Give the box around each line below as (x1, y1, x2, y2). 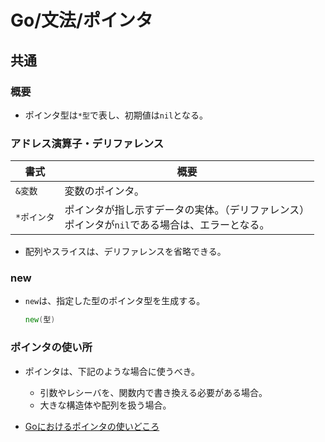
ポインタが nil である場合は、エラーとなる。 (64, 218, 270, 232)
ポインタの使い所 (10, 341, 93, 355)
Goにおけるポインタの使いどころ (24, 420, 160, 432)
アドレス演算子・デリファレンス (10, 136, 165, 150)
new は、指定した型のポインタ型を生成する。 (24, 295, 206, 307)
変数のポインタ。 (64, 184, 145, 198)
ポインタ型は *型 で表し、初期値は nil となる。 (24, 109, 208, 121)
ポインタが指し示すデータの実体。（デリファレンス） (64, 203, 310, 217)
